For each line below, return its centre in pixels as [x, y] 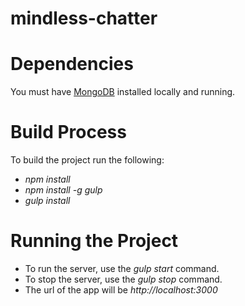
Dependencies [72, 64]
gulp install [47, 201]
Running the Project [94, 241]
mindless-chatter [84, 18]
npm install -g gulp [63, 190]
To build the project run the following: [87, 160]
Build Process [68, 132]
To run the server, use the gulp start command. [122, 268]
